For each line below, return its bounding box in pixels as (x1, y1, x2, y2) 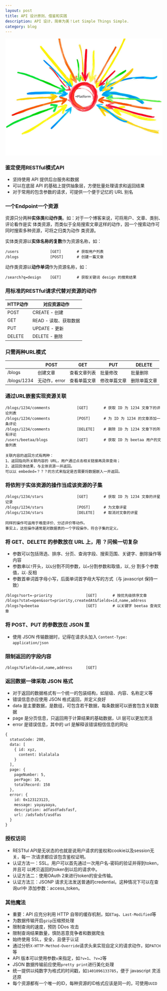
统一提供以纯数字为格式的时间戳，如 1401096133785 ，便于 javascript (12, 967, 151, 973)
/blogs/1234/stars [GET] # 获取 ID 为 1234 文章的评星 (5, 494, 161, 500)
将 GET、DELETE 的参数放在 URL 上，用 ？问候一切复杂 (5, 539, 138, 546)
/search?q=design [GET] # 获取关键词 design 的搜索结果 (5, 275, 136, 280)
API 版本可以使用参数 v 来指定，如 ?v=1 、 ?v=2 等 (12, 955, 107, 961)
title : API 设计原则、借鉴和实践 (5, 13, 67, 19)
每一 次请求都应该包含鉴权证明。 (21, 853, 88, 859)
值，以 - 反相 (12, 570, 37, 576)
